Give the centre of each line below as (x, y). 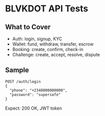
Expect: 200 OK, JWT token (33, 108)
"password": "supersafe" (35, 95)
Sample (17, 70)
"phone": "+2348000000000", (39, 90)
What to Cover (28, 27)
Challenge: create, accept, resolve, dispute (56, 55)
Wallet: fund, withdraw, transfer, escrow (53, 44)
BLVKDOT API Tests (47, 9)
